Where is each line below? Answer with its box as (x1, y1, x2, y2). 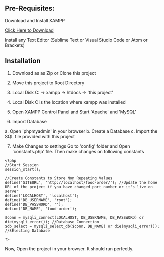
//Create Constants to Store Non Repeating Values (5, 175, 113, 181)
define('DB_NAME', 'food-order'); (5, 206, 77, 211)
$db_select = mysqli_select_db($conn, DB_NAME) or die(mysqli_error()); (5, 224, 160, 229)
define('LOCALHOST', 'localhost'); (5, 193, 79, 198)
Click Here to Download (5, 27, 54, 33)
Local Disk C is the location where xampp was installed (12, 99, 126, 105)
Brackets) (5, 42, 25, 48)
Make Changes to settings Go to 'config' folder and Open (12, 143, 130, 149)
